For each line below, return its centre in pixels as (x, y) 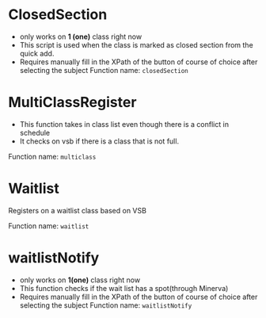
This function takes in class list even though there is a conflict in (124, 124)
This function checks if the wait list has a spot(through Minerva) (124, 288)
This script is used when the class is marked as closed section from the (136, 44)
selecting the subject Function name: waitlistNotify (106, 305)
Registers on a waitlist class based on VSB (77, 210)
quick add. (37, 53)
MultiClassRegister (72, 103)
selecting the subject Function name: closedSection (104, 70)
